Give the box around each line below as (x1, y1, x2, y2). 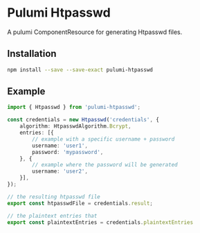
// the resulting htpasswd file (7, 193, 100, 200)
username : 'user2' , (32, 168, 89, 175)
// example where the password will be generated (32, 162, 178, 169)
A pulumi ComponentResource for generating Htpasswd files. (7, 28, 183, 36)
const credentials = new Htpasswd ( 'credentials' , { (7, 116, 159, 123)
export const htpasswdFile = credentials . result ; (7, 200, 154, 207)
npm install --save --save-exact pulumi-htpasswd (7, 66, 154, 74)
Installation (7, 48, 57, 60)
